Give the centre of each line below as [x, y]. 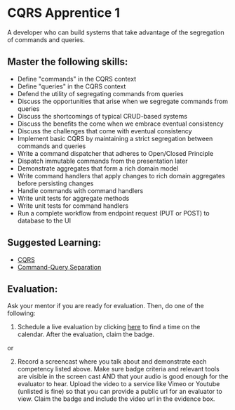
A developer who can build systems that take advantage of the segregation [116, 32]
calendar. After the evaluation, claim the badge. [86, 334]
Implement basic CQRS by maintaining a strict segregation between [115, 138]
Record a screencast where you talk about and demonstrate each [112, 362]
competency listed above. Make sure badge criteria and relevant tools [118, 369]
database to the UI [44, 220]
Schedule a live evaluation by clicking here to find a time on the [109, 327]
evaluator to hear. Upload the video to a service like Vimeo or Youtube [119, 384]
